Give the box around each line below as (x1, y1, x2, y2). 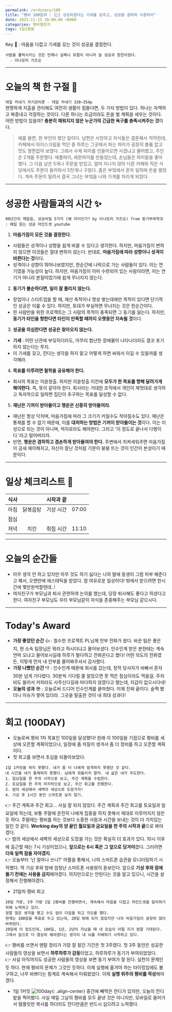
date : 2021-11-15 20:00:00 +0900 (5, 17, 77, 22)
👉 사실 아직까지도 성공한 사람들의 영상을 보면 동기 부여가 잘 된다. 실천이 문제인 (5, 956, 164, 962)
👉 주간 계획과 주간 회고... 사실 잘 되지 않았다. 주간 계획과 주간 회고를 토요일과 (5, 802, 160, 808)
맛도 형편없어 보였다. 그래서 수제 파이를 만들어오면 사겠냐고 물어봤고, (17, 148, 155, 154)
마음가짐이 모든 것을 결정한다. (12, 231, 72, 238)
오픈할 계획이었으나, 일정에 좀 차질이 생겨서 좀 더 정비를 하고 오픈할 (22, 741, 156, 747)
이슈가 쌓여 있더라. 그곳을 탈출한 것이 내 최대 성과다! (22, 692, 126, 698)
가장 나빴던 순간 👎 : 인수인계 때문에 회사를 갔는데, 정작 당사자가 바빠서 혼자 (12, 665, 163, 671)
